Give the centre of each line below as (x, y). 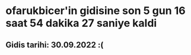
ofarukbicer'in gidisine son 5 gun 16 (95, 11)
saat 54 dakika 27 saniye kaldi (81, 23)
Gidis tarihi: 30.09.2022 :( (55, 45)
